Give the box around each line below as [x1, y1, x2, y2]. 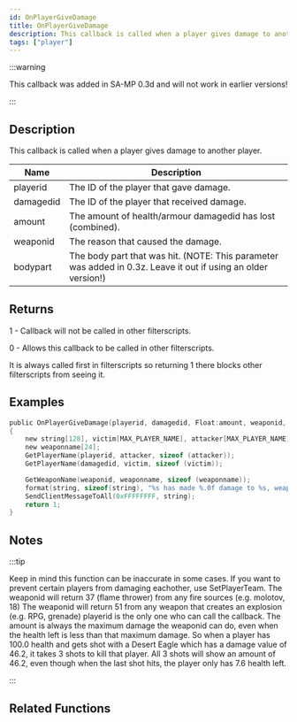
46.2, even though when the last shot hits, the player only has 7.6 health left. [9, 658, 287, 669]
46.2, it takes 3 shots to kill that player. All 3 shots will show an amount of [9, 649, 276, 659]
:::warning [9, 62, 46, 73]
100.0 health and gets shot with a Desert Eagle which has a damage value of [9, 639, 287, 650]
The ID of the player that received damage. [69, 196, 247, 208]
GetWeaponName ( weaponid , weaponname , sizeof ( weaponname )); [25, 475, 251, 484]
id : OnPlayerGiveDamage [9, 12, 97, 22]
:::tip [9, 557, 26, 567]
